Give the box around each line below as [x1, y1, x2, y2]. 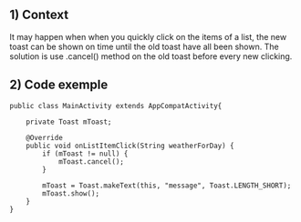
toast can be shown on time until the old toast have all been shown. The [9, 41, 280, 52]
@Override [26, 133, 64, 142]
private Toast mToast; [26, 117, 112, 126]
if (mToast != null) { [42, 149, 129, 158]
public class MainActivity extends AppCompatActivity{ [9, 101, 223, 110]
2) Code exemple [9, 77, 109, 93]
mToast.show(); [42, 188, 100, 198]
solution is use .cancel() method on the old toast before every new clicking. [9, 50, 293, 62]
